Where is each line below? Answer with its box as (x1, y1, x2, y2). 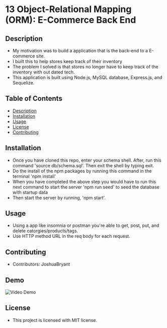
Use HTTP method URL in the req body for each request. (12, 233, 131, 239)
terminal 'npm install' (12, 173, 56, 179)
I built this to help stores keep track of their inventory (12, 58, 122, 64)
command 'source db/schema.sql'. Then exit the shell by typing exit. (12, 162, 154, 168)
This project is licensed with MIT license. (12, 317, 97, 323)
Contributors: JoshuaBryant (12, 261, 70, 268)
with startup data (12, 189, 48, 195)
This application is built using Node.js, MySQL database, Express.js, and (12, 75, 162, 80)
